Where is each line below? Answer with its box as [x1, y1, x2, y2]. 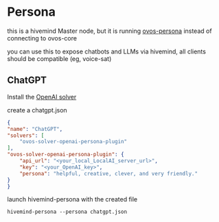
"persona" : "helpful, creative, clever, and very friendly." [19, 170, 198, 177]
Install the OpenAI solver [7, 92, 77, 101]
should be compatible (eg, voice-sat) [7, 54, 112, 62]
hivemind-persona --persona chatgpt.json [7, 208, 128, 216]
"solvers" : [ [7, 132, 45, 139]
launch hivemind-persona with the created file [7, 195, 138, 203]
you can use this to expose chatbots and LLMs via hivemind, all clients [7, 47, 206, 56]
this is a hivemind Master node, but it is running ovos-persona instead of [7, 27, 212, 35]
